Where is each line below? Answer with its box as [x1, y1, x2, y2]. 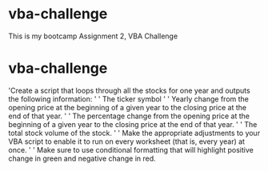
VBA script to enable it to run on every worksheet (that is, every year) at [8, 137, 246, 146]
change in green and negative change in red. [8, 153, 156, 163]
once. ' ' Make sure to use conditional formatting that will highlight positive [8, 145, 254, 154]
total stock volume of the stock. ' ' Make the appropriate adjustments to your [8, 128, 261, 137]
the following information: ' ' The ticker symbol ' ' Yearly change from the [8, 93, 250, 104]
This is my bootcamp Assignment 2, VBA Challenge [8, 31, 178, 41]
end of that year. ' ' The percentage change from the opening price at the [8, 111, 250, 121]
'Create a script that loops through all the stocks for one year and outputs [8, 85, 250, 95]
